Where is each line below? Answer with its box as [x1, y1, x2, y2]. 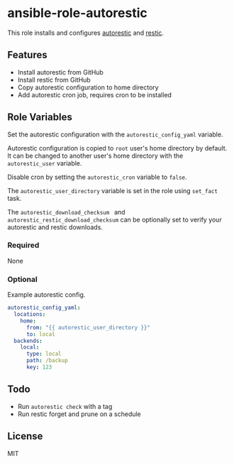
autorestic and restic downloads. [7, 222, 103, 231]
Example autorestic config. [7, 290, 86, 299]
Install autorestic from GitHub [17, 67, 104, 76]
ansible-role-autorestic [7, 5, 147, 21]
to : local [26, 330, 55, 338]
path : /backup [26, 357, 69, 364]
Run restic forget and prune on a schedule [17, 410, 142, 418]
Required [7, 240, 40, 250]
